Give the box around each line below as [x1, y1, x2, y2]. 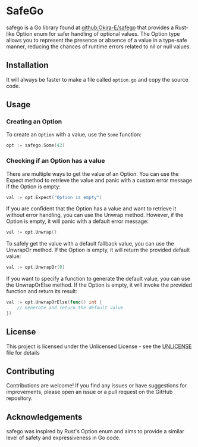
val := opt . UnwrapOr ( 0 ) [6, 264, 65, 271]
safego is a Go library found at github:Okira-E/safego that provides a [6, 24, 174, 31]
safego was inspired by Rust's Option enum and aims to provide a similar [6, 428, 184, 435]
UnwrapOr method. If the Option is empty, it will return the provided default [6, 246, 190, 254]
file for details [6, 349, 40, 356]
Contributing [6, 367, 55, 377]
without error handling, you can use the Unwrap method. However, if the [6, 212, 184, 219]
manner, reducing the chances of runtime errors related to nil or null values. [6, 43, 191, 50]
